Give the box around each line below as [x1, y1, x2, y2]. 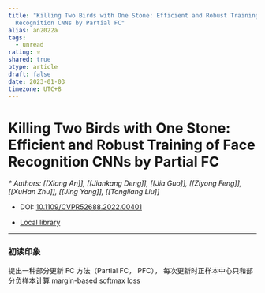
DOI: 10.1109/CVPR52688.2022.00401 [19, 202, 143, 212]
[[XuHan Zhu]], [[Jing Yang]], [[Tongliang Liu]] [8, 187, 160, 197]
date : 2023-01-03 [8, 77, 65, 85]
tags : [8, 33, 26, 42]
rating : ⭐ [8, 48, 41, 56]
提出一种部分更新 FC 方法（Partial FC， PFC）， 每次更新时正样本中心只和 [8, 265, 247, 275]
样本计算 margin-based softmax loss [21, 276, 140, 285]
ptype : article [8, 63, 58, 71]
